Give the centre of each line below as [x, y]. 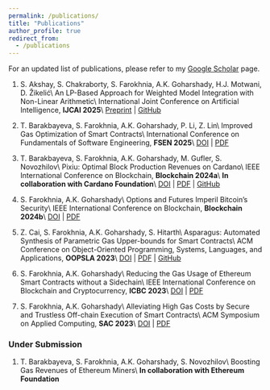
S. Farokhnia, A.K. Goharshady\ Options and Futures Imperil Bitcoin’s [134, 200]
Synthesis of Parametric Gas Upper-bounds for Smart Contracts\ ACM [137, 241]
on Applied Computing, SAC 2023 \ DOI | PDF [95, 324]
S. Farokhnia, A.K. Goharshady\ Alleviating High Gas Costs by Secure [135, 306]
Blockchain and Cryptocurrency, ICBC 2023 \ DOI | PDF [112, 291]
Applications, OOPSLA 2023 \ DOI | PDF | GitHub [100, 258]
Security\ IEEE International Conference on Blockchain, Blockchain [131, 208]
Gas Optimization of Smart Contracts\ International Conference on [130, 135]
